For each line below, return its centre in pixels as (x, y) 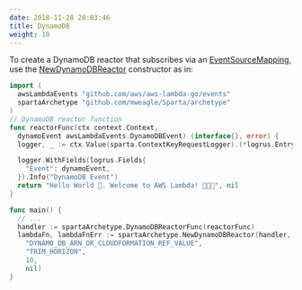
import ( (26, 86)
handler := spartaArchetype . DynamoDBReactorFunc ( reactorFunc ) (136, 227)
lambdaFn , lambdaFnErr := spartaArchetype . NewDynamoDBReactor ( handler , (155, 235)
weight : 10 (30, 34)
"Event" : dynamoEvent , (68, 169)
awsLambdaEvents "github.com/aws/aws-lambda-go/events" (124, 94)
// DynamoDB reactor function (66, 119)
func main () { (36, 210)
